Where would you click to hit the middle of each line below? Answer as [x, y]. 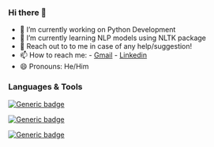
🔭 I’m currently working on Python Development [98, 30]
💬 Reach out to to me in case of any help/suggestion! [106, 46]
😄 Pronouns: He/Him [54, 67]
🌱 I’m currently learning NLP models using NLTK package [113, 38]
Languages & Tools [45, 87]
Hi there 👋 [28, 13]
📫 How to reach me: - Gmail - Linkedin [83, 55]
